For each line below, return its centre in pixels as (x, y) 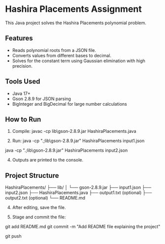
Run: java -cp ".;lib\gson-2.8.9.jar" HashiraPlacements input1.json (78, 141)
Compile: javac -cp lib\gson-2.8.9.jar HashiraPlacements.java (74, 131)
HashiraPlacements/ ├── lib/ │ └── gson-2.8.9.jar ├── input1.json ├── (78, 187)
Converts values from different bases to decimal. (62, 55)
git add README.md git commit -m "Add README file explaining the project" (83, 227)
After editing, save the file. (39, 207)
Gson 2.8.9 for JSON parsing (42, 99)
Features (19, 38)
